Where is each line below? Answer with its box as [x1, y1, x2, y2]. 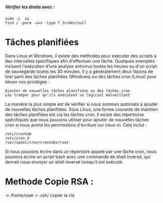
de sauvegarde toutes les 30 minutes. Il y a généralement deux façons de [5, 68, 153, 74]
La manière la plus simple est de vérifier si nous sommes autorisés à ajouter [5, 101, 158, 107]
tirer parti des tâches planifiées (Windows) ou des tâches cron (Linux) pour [5, 73, 157, 79]
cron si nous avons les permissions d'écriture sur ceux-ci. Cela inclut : [5, 122, 147, 128]
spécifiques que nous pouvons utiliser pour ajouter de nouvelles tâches [5, 116, 149, 122]
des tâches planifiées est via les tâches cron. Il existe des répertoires [5, 112, 144, 117]
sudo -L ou [5, 16, 29, 21]
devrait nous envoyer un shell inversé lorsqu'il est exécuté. [5, 159, 124, 165]
